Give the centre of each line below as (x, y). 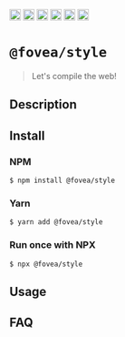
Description (43, 105)
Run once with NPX (53, 245)
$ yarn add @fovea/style (56, 222)
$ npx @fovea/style (46, 264)
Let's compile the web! (74, 76)
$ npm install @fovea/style (62, 181)
